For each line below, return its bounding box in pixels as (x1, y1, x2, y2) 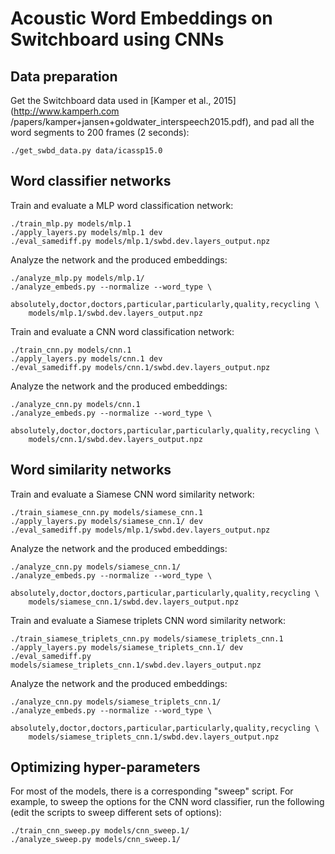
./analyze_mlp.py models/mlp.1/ (10, 273, 145, 283)
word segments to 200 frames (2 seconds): (10, 127, 190, 138)
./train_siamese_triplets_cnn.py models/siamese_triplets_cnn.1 (10, 633, 284, 644)
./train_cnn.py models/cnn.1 (10, 345, 132, 355)
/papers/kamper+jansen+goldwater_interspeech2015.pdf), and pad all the (10, 116, 315, 127)
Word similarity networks (10, 462, 172, 479)
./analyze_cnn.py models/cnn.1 (10, 399, 141, 409)
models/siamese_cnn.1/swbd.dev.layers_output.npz (28, 597, 240, 607)
